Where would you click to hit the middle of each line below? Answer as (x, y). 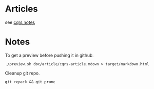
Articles (21, 9)
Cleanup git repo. (22, 73)
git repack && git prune (30, 82)
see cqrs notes (20, 22)
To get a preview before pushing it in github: (49, 55)
